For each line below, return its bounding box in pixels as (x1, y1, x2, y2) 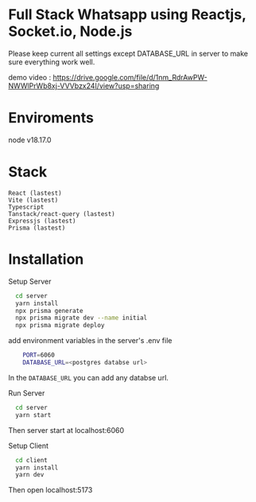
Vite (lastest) (8, 196, 59, 204)
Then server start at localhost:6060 (8, 425, 125, 434)
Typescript (8, 203, 45, 211)
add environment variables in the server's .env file (8, 336, 173, 346)
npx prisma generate (15, 307, 83, 315)
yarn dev (15, 471, 45, 479)
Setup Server (8, 276, 52, 286)
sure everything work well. (8, 57, 95, 67)
